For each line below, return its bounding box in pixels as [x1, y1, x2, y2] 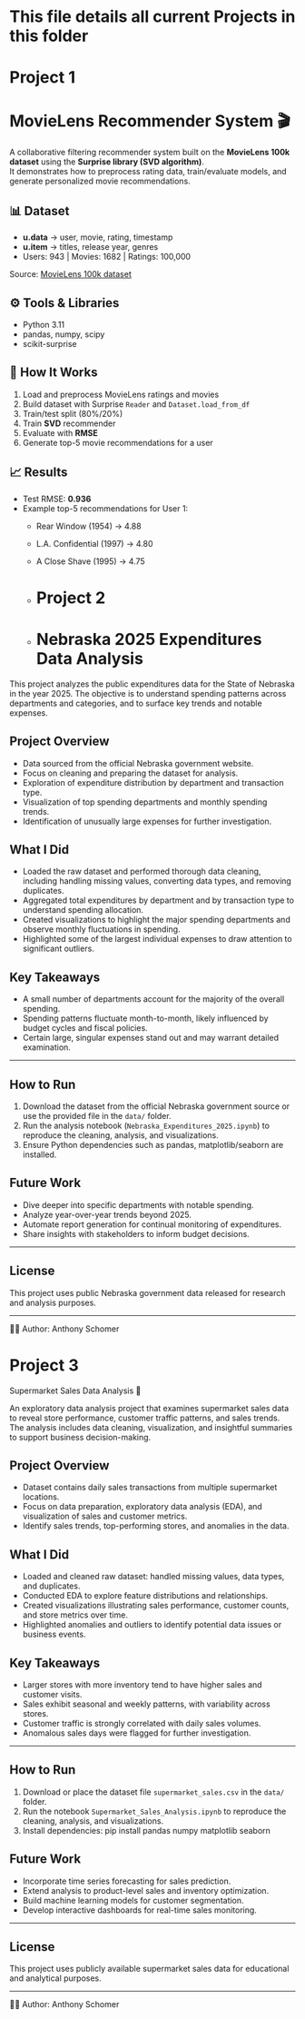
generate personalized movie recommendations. [9, 175, 191, 187]
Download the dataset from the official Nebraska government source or [22, 1101, 290, 1112]
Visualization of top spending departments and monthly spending [22, 797, 268, 807]
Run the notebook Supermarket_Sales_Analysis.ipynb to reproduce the [22, 1806, 287, 1816]
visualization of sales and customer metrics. [22, 1510, 188, 1522]
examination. [22, 1042, 71, 1053]
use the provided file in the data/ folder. [22, 1110, 172, 1121]
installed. [22, 1149, 57, 1160]
